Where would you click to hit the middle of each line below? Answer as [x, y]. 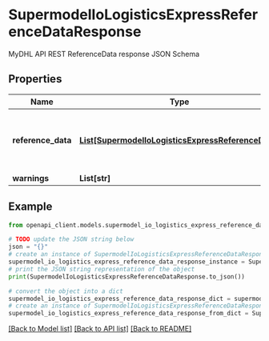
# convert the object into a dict [66, 291]
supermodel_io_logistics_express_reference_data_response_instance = [127, 262]
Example [30, 207]
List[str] [95, 178]
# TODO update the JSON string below [71, 239]
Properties [35, 79]
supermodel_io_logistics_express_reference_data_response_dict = [119, 299]
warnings [31, 178]
